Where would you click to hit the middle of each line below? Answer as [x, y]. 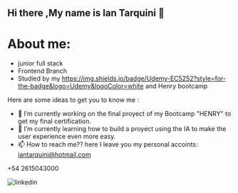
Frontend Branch [42, 71]
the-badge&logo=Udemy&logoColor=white [81, 86]
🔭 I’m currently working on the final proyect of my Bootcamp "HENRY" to [124, 114]
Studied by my [39, 78]
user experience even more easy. [67, 137]
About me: [39, 44]
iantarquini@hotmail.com [54, 155]
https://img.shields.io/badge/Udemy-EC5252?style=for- [144, 78]
